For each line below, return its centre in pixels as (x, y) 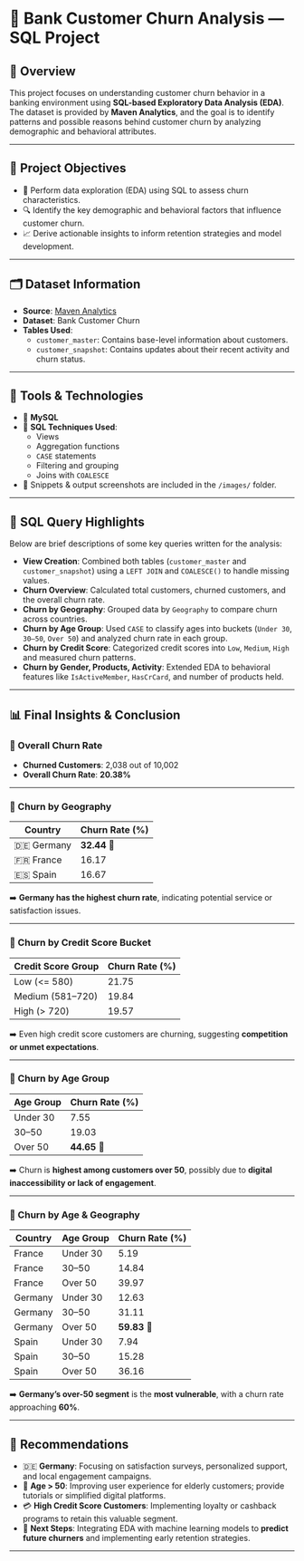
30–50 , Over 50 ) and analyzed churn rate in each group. (125, 639)
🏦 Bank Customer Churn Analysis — (147, 19)
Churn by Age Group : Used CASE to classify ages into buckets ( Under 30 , (157, 629)
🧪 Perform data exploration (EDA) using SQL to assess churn (135, 190)
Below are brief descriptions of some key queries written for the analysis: (146, 544)
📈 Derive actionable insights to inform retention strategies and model (152, 233)
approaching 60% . (44, 1407)
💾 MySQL (40, 418)
